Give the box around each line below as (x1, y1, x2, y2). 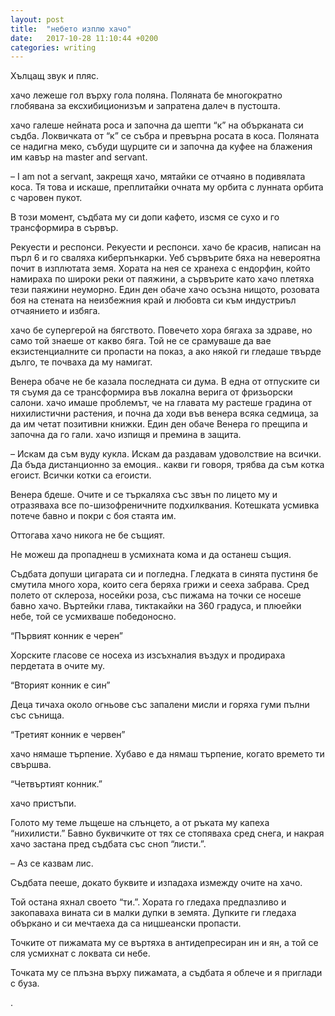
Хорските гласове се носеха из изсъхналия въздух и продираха (10, 649, 286, 661)
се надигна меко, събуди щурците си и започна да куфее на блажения (10, 141, 313, 153)
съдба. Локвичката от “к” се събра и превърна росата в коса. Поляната (10, 130, 320, 142)
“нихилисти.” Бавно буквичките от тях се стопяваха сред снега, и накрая (10, 827, 325, 840)
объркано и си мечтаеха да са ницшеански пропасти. (10, 917, 242, 930)
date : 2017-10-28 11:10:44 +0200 (10, 33, 159, 43)
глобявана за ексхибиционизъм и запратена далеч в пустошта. (10, 100, 281, 112)
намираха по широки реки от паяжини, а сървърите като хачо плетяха (10, 273, 315, 285)
